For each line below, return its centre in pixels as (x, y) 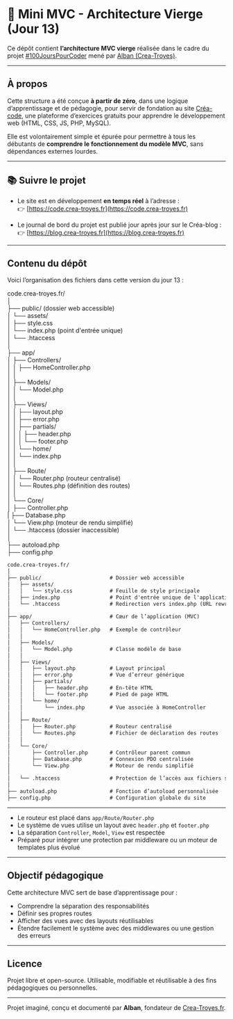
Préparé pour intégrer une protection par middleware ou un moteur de (117, 840)
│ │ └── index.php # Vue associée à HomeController (107, 707)
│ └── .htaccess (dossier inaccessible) (63, 530)
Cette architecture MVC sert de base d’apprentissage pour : (93, 892)
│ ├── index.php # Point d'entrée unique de (99, 597)
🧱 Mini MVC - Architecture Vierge (105, 14)
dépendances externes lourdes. (53, 151)
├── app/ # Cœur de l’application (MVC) (103, 617)
